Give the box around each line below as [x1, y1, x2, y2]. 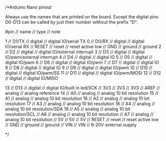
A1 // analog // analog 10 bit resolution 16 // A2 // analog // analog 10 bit [5, 95, 150, 101]
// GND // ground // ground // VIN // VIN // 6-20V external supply [5, 122, 137, 128]
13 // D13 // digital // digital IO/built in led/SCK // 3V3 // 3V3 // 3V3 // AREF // [5, 85, 160, 91]
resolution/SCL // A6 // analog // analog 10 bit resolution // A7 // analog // [5, 111, 154, 117]
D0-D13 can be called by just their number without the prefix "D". [5, 19, 138, 25]
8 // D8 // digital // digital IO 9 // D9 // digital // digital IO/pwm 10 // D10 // [5, 65, 153, 70]
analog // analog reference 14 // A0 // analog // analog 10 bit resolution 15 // [5, 90, 159, 96]
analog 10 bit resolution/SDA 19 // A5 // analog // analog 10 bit [5, 106, 130, 112]
